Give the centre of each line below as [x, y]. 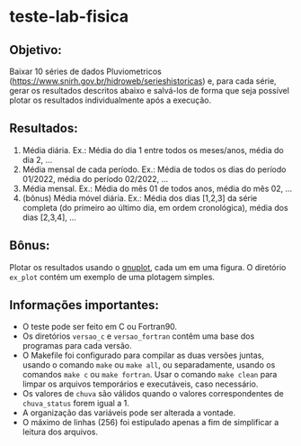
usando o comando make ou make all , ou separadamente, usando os [149, 365]
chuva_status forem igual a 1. [76, 404]
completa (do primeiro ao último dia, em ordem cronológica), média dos [155, 207]
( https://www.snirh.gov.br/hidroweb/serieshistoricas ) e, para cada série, [143, 81]
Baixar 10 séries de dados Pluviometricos [85, 71]
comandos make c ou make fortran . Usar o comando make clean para [150, 375]
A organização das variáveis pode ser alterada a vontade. [129, 413]
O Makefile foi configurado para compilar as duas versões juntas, [143, 355]
